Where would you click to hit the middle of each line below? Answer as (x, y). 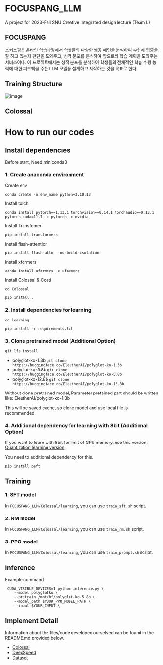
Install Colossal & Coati (28, 280)
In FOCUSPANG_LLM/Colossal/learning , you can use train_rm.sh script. (75, 529)
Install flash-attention (26, 244)
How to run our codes (50, 132)
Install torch (17, 203)
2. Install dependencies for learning (48, 310)
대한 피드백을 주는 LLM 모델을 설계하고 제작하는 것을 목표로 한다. (76, 68)
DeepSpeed (24, 653)
